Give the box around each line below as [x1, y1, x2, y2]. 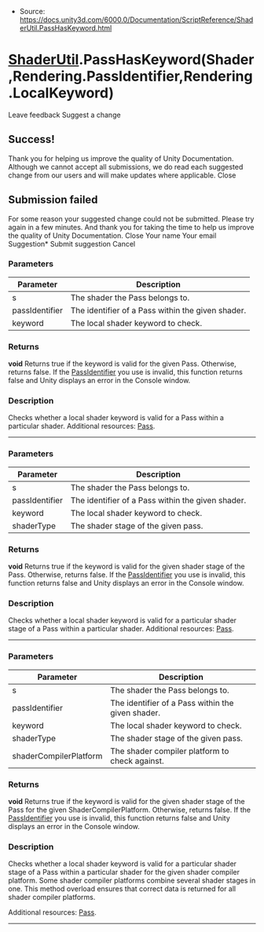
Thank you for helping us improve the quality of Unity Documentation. [8, 153, 234, 163]
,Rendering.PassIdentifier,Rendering [8, 68, 253, 86]
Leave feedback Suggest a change [8, 110, 121, 119]
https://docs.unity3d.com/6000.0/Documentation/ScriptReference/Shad [19, 15, 254, 24]
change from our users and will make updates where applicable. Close [8, 170, 236, 180]
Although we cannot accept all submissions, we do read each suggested [8, 162, 244, 171]
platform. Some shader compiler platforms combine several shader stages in [8, 875, 256, 886]
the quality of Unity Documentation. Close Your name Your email [8, 231, 217, 240]
